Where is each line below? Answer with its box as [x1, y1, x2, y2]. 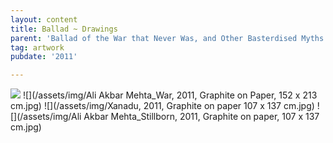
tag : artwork [10, 42, 65, 53]
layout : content [10, 14, 78, 25]
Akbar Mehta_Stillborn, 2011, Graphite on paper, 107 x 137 [83, 111, 320, 123]
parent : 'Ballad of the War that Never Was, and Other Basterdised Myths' [10, 33, 329, 43]
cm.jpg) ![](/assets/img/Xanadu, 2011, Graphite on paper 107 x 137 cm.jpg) [10, 100, 315, 112]
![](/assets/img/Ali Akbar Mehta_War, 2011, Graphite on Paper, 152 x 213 [22, 89, 318, 101]
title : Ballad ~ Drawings [10, 24, 118, 34]
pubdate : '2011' [10, 52, 78, 62]
